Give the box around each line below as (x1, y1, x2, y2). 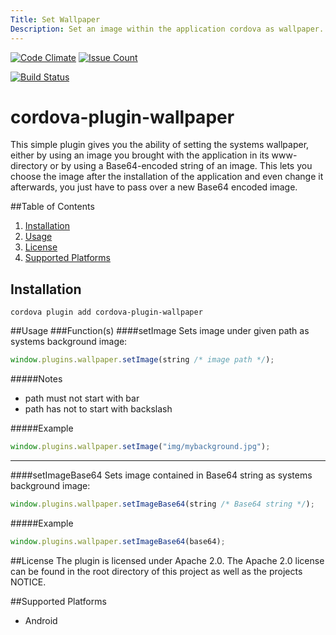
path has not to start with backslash (24, 403, 173, 415)
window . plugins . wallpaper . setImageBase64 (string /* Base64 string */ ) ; (10, 499, 315, 509)
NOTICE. (10, 576, 47, 588)
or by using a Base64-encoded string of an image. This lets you (49, 160, 313, 172)
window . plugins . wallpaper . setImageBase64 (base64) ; (10, 536, 226, 546)
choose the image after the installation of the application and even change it (10, 171, 324, 183)
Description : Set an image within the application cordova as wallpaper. (10, 24, 325, 34)
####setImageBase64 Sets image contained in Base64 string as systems (10, 469, 313, 481)
